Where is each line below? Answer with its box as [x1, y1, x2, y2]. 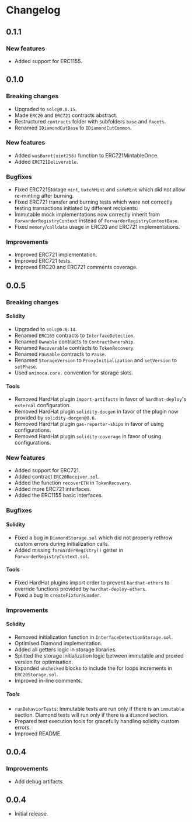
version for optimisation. [14, 658, 74, 665]
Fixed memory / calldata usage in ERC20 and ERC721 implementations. [14, 223, 180, 231]
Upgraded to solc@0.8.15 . [14, 105, 77, 112]
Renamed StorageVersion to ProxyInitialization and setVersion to [14, 356, 177, 363]
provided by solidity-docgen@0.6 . [14, 414, 96, 421]
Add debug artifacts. [14, 778, 64, 785]
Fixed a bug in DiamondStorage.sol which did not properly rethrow [14, 534, 173, 541]
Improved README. [14, 730, 62, 737]
